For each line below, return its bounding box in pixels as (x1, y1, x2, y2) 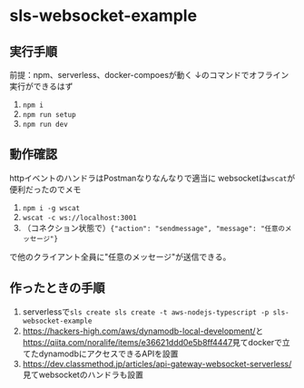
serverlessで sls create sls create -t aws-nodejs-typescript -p (22, 306, 270, 317)
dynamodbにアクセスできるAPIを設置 (38, 348, 179, 359)
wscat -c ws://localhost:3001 (22, 213, 138, 222)
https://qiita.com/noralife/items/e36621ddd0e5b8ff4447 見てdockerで (22, 336, 283, 347)
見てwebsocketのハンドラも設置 (22, 369, 143, 380)
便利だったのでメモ (9, 183, 82, 195)
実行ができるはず (9, 81, 74, 92)
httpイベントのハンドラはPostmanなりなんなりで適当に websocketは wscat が (9, 172, 296, 183)
